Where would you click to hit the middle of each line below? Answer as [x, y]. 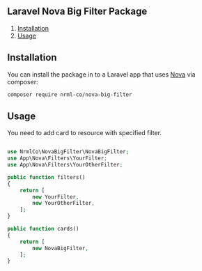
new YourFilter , [56, 197]
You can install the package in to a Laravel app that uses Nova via [101, 74]
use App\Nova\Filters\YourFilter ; [57, 158]
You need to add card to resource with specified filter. [85, 133]
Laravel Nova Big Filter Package [77, 11]
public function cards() [43, 229]
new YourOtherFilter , [64, 203]
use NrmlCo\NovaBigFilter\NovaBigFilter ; [68, 152]
